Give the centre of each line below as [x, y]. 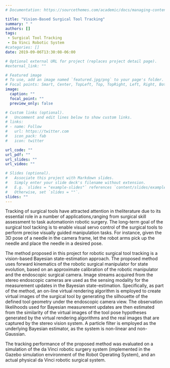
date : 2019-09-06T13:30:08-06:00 [40, 52]
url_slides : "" [21, 159]
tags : [11, 33]
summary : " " [19, 24]
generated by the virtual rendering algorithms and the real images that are [82, 318]
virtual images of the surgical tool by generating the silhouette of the [77, 297]
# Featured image [24, 75]
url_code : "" [19, 150]
